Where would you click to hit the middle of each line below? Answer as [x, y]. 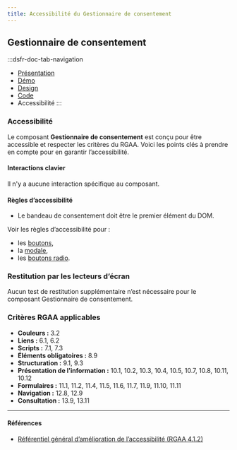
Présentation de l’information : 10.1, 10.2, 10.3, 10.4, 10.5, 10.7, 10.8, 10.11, [123, 370]
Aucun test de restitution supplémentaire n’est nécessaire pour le [102, 292]
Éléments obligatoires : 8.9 [57, 355]
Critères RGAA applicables [54, 317]
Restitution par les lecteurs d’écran [69, 276]
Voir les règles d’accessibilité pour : [59, 230]
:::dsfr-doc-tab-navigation [45, 59]
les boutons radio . [44, 258]
